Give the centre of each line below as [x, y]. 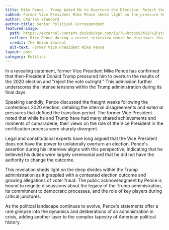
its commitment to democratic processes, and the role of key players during [84, 191]
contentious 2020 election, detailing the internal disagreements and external [84, 107]
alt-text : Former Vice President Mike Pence [57, 47]
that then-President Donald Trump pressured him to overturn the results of [82, 76]
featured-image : [22, 29]
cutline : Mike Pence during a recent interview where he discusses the [87, 38]
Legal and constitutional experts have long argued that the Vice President [81, 138]
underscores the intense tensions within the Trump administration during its [83, 87]
